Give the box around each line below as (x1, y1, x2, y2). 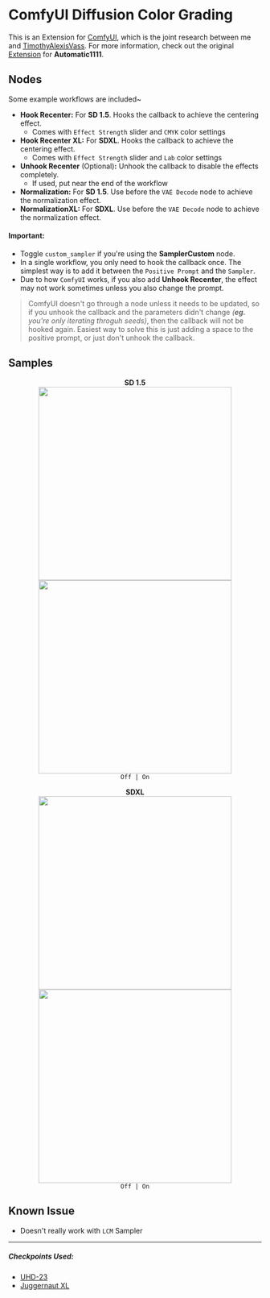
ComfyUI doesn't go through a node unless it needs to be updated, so (27, 298, 260, 308)
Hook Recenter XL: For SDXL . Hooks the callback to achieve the (19, 135, 234, 145)
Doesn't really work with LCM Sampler (19, 1225, 143, 1235)
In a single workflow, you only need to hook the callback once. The (19, 257, 242, 267)
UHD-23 (19, 1271, 48, 1282)
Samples (8, 356, 54, 370)
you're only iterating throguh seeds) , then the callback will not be (27, 316, 244, 326)
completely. (19, 169, 59, 179)
